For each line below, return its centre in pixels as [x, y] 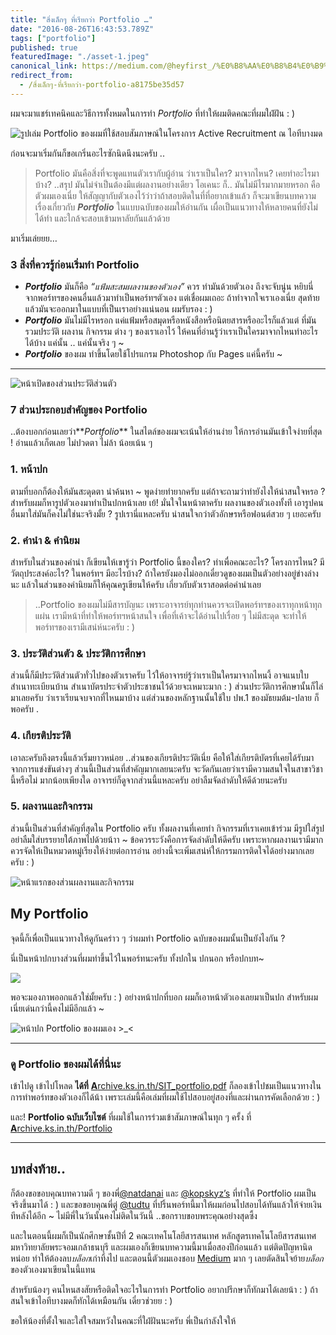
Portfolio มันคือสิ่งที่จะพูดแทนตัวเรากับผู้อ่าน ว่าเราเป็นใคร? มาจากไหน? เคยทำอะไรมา [177, 173]
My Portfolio [49, 914]
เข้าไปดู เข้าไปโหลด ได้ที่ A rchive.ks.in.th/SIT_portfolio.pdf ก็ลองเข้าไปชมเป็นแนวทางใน [166, 1085]
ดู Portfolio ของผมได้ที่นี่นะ [66, 1064]
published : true [44, 47]
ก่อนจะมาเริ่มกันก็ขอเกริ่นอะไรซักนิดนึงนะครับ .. [87, 153]
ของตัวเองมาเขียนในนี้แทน [53, 1269]
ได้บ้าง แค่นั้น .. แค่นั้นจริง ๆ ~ [74, 343]
